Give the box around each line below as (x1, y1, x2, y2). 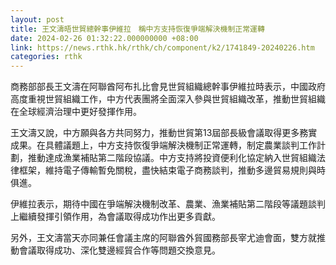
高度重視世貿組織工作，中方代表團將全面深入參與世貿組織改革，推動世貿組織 (10, 93, 326, 105)
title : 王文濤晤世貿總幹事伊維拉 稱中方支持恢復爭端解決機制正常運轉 (10, 24, 265, 34)
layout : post (10, 14, 65, 25)
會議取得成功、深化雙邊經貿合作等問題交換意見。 (18, 244, 221, 256)
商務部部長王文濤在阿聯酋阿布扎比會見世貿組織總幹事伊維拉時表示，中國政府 (10, 81, 326, 93)
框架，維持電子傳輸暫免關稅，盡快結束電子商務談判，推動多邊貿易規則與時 (18, 164, 326, 176)
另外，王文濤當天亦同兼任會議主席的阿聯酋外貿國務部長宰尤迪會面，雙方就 (10, 232, 317, 244)
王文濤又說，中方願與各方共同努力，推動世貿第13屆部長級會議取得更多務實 (10, 127, 318, 139)
